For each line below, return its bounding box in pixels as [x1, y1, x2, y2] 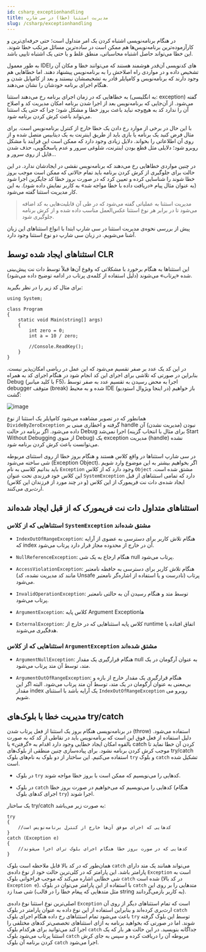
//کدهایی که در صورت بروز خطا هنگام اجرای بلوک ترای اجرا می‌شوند [18, 846, 188, 852]
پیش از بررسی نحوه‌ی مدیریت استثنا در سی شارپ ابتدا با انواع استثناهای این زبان [7, 225, 190, 232]
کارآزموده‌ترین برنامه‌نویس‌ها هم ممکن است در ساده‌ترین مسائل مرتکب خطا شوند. [7, 43, 194, 51]
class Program [7, 306, 43, 312]
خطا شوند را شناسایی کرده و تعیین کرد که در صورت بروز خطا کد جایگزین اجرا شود [7, 175, 195, 183]
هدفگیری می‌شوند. [15, 626, 59, 634]
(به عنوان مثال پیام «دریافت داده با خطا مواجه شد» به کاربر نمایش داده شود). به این [7, 181, 197, 189]
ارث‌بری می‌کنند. [7, 485, 45, 492]
